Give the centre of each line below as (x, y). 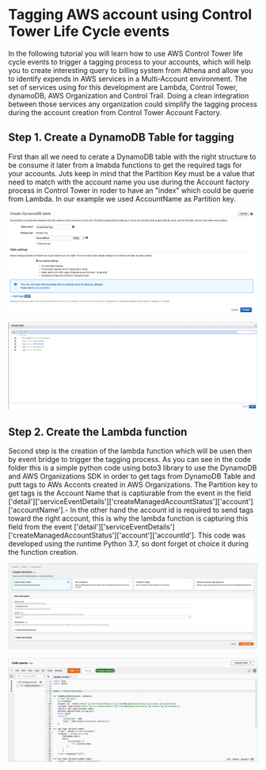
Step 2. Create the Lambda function (98, 431)
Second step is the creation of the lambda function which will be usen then (130, 451)
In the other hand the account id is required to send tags (162, 510)
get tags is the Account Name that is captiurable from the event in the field (130, 493)
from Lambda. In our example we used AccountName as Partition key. (122, 198)
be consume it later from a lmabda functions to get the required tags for (125, 165)
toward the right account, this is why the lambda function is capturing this (128, 518)
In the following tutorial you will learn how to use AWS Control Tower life (125, 53)
